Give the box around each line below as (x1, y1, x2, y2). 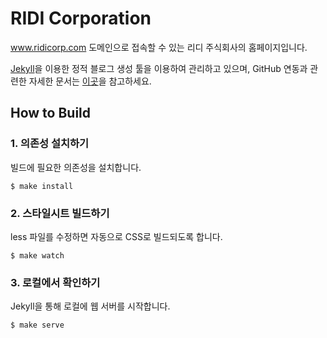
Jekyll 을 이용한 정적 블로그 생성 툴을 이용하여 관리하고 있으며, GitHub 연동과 (10, 62, 308, 74)
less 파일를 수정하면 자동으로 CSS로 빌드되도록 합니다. (10, 230, 223, 242)
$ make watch (10, 250, 65, 261)
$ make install (10, 181, 74, 191)
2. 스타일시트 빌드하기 (10, 206, 110, 220)
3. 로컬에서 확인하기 (10, 275, 101, 289)
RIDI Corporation (10, 7, 152, 30)
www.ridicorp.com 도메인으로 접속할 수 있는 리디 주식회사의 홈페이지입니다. (10, 41, 308, 53)
